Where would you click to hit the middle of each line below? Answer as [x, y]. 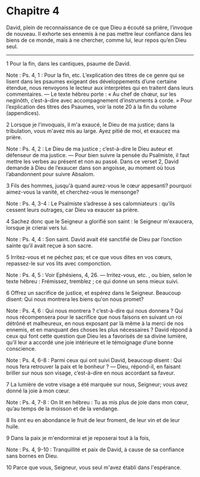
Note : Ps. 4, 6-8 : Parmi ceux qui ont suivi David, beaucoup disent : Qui [94, 360]
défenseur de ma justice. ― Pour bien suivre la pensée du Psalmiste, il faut [98, 155]
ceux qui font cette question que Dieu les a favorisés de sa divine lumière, [97, 336]
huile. [13, 426]
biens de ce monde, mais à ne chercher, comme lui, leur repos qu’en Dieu [96, 40]
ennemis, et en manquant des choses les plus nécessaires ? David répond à [99, 329]
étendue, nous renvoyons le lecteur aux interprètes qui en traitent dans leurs [100, 88]
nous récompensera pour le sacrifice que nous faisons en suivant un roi [94, 317]
